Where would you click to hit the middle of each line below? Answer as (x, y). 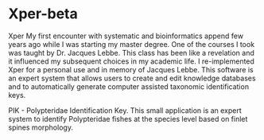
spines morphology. (41, 127)
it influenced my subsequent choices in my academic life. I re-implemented (131, 61)
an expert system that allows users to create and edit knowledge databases (132, 78)
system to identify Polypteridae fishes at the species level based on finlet (128, 119)
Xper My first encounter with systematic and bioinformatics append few (126, 36)
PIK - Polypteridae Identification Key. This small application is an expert (125, 110)
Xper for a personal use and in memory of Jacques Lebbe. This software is (131, 69)
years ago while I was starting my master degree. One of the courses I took (132, 44)
